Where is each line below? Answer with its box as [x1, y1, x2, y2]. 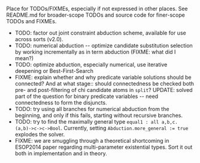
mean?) [14, 55, 34, 61]
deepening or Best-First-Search [14, 67, 94, 74]
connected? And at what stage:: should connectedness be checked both [14, 80, 195, 87]
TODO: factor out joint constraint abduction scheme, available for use [14, 29, 187, 36]
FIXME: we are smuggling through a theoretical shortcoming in [14, 137, 169, 144]
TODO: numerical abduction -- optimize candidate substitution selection [14, 42, 193, 49]
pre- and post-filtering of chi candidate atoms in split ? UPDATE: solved [14, 87, 193, 93]
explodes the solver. [14, 131, 65, 138]
